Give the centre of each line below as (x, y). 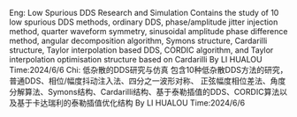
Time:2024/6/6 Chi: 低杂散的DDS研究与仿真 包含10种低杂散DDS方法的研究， (148, 70)
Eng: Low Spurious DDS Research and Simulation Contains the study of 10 (144, 13)
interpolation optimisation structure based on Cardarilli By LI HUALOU (136, 59)
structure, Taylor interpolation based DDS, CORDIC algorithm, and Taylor (141, 50)
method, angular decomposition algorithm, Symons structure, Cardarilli (138, 40)
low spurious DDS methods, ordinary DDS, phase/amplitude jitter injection (144, 22)
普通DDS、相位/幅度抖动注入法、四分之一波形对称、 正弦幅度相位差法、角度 (148, 81)
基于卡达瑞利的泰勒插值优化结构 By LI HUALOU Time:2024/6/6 (131, 103)
